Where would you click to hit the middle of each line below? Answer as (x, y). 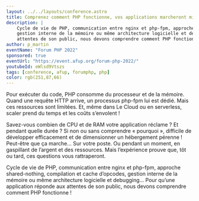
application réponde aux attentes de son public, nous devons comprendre (96, 186)
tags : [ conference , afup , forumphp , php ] (58, 72)
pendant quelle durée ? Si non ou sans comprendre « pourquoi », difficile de (99, 131)
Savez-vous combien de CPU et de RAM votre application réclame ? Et (92, 125)
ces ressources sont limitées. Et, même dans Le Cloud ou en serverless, (94, 107)
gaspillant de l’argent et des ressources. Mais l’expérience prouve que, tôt (96, 150)
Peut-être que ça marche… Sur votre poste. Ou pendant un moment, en (93, 144)
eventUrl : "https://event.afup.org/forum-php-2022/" (73, 61)
